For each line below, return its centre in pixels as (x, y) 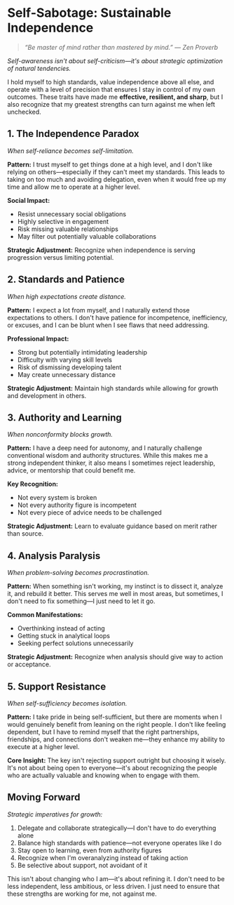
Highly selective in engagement (63, 221)
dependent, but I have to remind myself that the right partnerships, (103, 732)
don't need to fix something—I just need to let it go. (81, 601)
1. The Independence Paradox (74, 134)
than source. (26, 534)
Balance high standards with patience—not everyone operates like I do (119, 843)
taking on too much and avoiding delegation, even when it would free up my (117, 179)
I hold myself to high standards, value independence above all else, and (111, 81)
